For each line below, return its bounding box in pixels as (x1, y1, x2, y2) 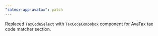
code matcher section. (5, 26, 51, 32)
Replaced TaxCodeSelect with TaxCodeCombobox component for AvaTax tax (5, 21, 154, 27)
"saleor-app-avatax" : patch (5, 7, 63, 12)
